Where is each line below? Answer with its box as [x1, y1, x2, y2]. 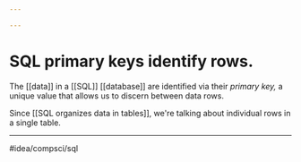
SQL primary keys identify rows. [9, 51, 254, 72]
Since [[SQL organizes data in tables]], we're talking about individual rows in [9, 107, 291, 118]
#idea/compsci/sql [9, 142, 79, 153]
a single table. [9, 117, 61, 128]
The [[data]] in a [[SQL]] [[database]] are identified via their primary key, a [9, 81, 284, 91]
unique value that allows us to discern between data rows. [9, 90, 224, 101]
